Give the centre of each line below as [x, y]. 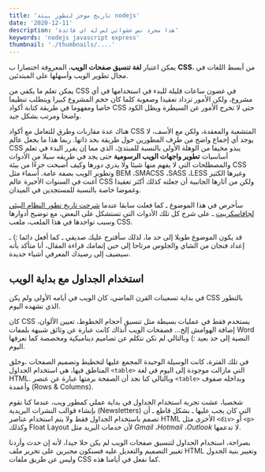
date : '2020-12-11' [41, 23]
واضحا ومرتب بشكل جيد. [45, 116]
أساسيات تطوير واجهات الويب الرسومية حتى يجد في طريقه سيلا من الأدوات [119, 156]
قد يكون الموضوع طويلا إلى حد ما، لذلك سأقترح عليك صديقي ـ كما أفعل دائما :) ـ [126, 237]
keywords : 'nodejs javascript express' [75, 37]
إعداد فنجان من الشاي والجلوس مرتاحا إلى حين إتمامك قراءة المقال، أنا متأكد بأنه [127, 246]
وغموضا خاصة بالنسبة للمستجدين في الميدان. [75, 190]
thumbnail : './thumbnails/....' [62, 45]
